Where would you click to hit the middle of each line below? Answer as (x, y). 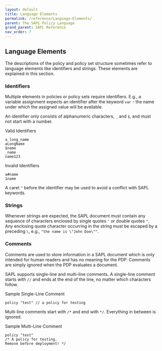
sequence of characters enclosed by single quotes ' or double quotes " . (77, 221)
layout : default (21, 9)
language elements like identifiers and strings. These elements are (71, 68)
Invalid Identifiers (22, 166)
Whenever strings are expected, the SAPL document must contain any (75, 216)
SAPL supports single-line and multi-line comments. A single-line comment (80, 274)
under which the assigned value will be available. (54, 107)
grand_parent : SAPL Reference (36, 28)
